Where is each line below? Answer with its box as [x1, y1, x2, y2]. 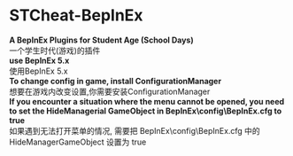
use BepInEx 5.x [9, 55, 70, 66]
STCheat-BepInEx [9, 5, 143, 26]
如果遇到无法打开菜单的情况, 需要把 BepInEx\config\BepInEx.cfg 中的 [9, 125, 261, 136]
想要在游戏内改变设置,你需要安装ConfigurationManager [9, 86, 211, 97]
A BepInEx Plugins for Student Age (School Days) [9, 35, 194, 45]
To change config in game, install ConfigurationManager [9, 75, 222, 86]
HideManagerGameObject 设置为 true [9, 136, 147, 147]
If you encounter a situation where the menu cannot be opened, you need [9, 96, 285, 106]
